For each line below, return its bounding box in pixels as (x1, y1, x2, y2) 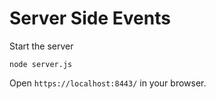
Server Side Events (9, 7, 171, 30)
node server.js (9, 59, 73, 69)
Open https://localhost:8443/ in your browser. (9, 77, 207, 89)
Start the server (9, 40, 74, 52)
